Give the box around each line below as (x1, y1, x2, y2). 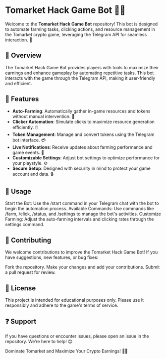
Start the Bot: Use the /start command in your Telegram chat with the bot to (5, 200, 160, 206)
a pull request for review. (5, 269, 56, 275)
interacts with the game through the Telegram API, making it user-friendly (5, 75, 156, 81)
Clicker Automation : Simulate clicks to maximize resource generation (12, 119, 155, 124)
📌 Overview (5, 51, 42, 60)
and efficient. (5, 80, 32, 86)
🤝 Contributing (5, 236, 52, 244)
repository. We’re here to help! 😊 (5, 338, 73, 344)
